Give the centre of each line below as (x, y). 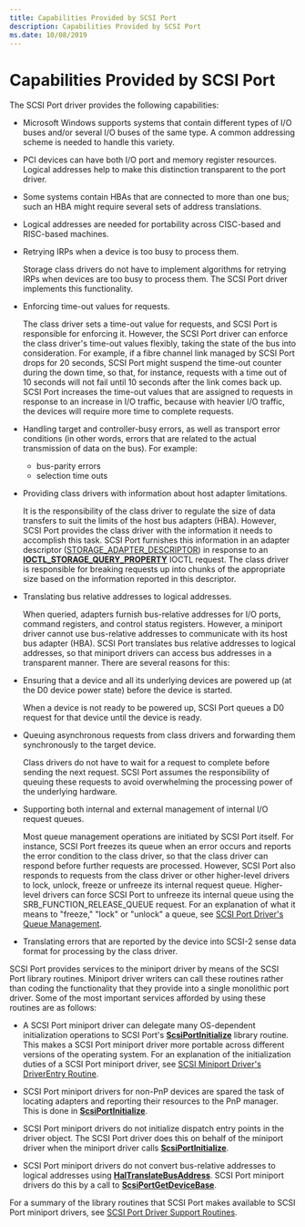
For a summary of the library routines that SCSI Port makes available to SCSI (152, 1203)
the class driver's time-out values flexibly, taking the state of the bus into (159, 344)
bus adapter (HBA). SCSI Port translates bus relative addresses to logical (159, 643)
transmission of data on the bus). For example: (110, 449)
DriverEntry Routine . (61, 1074)
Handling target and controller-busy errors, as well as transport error (151, 429)
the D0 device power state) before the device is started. (127, 691)
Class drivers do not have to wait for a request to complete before (146, 763)
